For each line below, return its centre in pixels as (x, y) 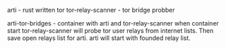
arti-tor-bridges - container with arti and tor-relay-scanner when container (113, 23)
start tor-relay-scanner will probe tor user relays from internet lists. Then (111, 31)
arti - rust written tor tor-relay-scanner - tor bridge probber (91, 10)
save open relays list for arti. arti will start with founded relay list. (99, 38)
